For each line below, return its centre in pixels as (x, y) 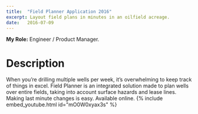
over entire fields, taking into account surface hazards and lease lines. (91, 92)
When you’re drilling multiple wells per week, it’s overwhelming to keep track (99, 80)
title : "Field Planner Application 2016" (59, 12)
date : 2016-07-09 (30, 22)
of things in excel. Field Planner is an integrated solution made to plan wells (98, 86)
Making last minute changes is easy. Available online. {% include (85, 99)
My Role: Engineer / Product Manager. (53, 40)
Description (35, 63)
